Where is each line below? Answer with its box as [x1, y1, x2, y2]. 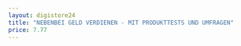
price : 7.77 [8, 26, 47, 34]
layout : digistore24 [8, 11, 76, 19]
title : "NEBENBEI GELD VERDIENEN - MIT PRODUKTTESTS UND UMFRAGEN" [8, 19, 235, 27]
